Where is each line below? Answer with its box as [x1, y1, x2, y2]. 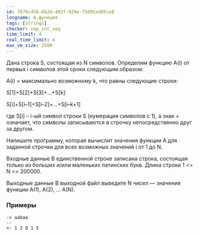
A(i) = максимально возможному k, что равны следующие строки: [6, 77, 178, 85]
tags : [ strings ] [6, 20, 47, 26]
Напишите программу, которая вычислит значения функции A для [6, 136, 177, 144]
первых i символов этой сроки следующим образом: [6, 65, 144, 72]
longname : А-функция [6, 14, 58, 21]
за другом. [6, 125, 34, 132]
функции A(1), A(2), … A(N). [6, 185, 75, 193]
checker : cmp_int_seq [6, 25, 61, 32]
